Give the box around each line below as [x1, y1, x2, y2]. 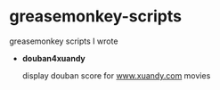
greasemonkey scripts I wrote [9, 36, 118, 46]
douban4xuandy [21, 53, 86, 63]
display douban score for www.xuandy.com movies [21, 70, 211, 81]
